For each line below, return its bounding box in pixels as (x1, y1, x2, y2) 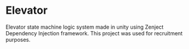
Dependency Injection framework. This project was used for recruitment (5, 29, 183, 36)
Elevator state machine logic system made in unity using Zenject (5, 23, 164, 30)
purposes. (5, 36, 31, 43)
